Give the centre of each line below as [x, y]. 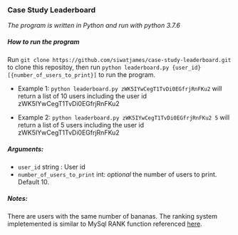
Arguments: [26, 149]
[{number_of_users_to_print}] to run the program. [81, 75]
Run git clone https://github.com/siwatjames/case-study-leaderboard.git [119, 60]
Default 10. [33, 182]
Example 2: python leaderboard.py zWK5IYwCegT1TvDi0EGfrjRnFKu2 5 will [124, 117]
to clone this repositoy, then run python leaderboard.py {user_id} [104, 67]
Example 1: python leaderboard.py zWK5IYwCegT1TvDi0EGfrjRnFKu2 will [120, 89]
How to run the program [43, 41]
